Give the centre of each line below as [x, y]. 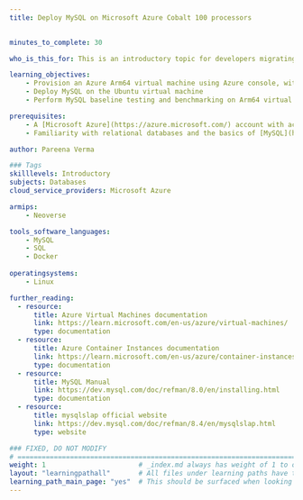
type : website [60, 432]
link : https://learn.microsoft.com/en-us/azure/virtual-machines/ [161, 323]
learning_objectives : [50, 75]
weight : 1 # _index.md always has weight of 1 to [149, 465]
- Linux [40, 282]
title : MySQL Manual [72, 382]
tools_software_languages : [60, 232]
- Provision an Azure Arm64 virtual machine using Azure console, [153, 83]
